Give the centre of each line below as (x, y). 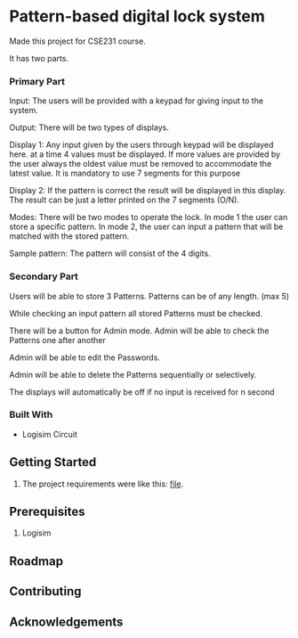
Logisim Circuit (49, 434)
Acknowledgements (66, 622)
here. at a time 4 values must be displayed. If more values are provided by (145, 154)
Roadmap (36, 561)
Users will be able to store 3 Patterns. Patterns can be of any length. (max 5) (149, 296)
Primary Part (37, 81)
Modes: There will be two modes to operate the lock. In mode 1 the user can (149, 217)
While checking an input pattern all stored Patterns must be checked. (136, 313)
